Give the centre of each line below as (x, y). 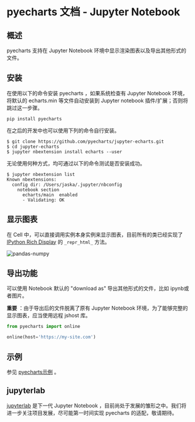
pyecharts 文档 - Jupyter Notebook (93, 12)
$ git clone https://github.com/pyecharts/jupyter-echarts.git (85, 141)
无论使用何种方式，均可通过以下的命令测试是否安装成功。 (76, 163)
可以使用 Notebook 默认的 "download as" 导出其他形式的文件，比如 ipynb (95, 288)
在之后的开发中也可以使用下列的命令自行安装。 (63, 130)
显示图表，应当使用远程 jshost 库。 (49, 316)
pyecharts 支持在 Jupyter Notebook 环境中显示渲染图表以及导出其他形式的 (97, 51)
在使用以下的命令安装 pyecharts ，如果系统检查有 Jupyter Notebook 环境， (97, 93)
